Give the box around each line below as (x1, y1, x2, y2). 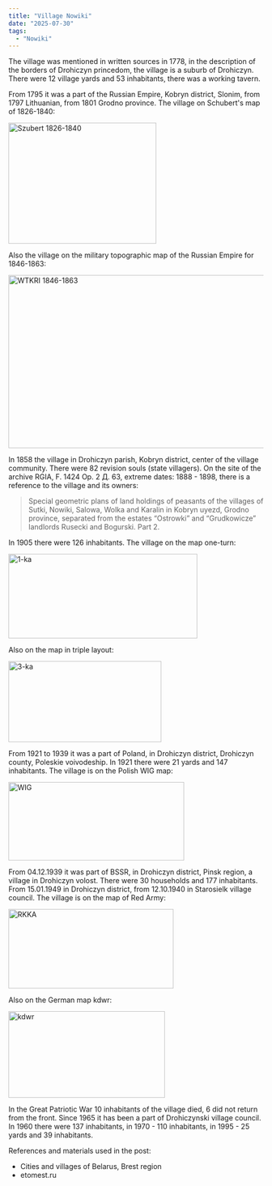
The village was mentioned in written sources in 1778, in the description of (8, 57, 257, 66)
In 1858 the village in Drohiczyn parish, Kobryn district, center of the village (8, 455, 259, 465)
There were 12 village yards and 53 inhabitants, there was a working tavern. (8, 74, 261, 83)
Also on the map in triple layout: (8, 645, 114, 655)
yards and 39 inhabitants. (8, 1130, 93, 1140)
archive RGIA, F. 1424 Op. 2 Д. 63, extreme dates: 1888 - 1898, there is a (8, 472, 251, 482)
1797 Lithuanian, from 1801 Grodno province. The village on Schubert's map (8, 98, 261, 108)
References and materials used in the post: (8, 1146, 151, 1156)
